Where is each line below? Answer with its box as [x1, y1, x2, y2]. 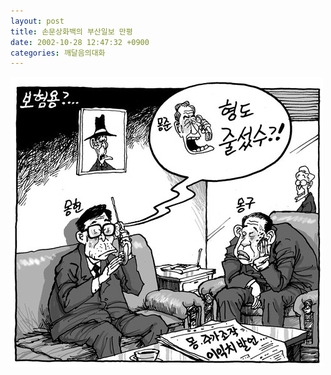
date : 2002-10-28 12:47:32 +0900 [10, 37, 150, 47]
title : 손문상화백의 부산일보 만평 [10, 26, 133, 37]
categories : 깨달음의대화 [10, 48, 106, 58]
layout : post [10, 16, 65, 26]
